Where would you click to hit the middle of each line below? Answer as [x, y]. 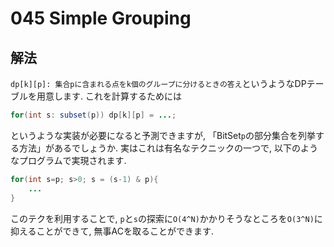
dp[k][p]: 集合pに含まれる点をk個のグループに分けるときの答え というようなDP [158, 83]
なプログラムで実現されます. [68, 160]
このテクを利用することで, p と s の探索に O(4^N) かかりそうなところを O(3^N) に [166, 218]
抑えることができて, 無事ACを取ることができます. [112, 231]
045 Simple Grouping [101, 18]
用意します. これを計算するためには [109, 96]
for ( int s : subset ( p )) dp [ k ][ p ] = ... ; [93, 115]
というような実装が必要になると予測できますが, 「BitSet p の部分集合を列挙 [163, 135]
